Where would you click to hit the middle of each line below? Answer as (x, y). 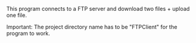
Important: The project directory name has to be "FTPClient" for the (92, 27)
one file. (17, 15)
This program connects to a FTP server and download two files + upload (98, 9)
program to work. (28, 33)
